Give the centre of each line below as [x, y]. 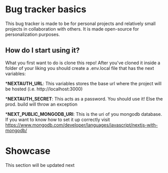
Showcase [28, 151]
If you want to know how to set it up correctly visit [58, 119]
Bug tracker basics [46, 9]
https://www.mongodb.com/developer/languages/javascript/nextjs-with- [81, 125]
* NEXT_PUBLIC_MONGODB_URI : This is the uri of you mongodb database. [84, 114]
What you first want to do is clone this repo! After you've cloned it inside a [83, 63]
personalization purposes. [33, 34]
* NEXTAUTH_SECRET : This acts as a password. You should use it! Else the [84, 98]
